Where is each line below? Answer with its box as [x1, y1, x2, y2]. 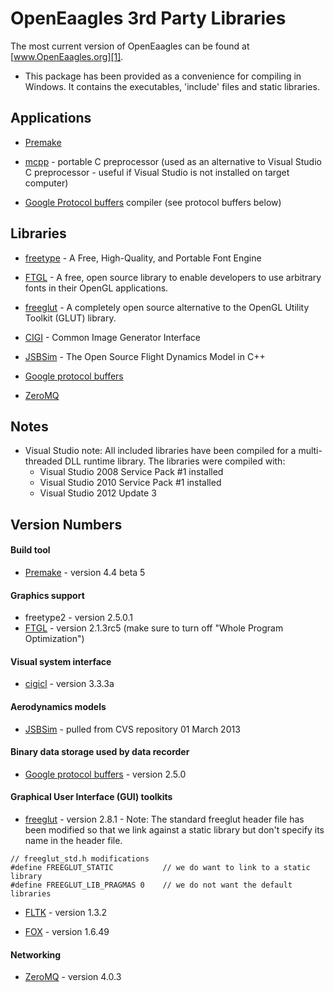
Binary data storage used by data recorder [10, 746, 190, 758]
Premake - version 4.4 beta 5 [24, 566, 146, 578]
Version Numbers [10, 516, 123, 533]
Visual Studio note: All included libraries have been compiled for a [24, 445, 297, 457]
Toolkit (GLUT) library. [24, 312, 117, 324]
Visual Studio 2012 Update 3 [39, 487, 157, 499]
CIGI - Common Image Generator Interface [24, 331, 201, 343]
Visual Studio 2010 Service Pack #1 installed [39, 477, 222, 489]
